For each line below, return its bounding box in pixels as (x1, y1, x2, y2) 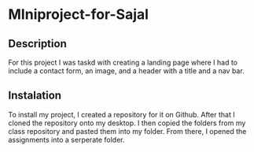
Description (8, 37, 67, 50)
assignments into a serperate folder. (8, 135, 125, 144)
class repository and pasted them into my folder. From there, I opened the (8, 126, 247, 135)
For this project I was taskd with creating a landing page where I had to (8, 57, 238, 67)
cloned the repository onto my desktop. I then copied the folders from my (8, 118, 246, 128)
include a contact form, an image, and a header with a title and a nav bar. (8, 66, 245, 76)
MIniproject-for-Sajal (8, 6, 149, 24)
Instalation (8, 89, 61, 102)
